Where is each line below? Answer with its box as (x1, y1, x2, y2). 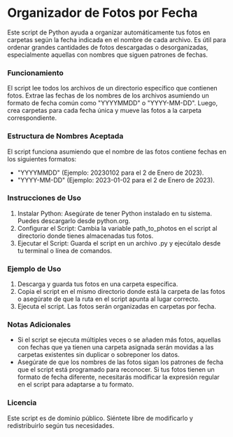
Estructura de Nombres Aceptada (7, 131, 124, 141)
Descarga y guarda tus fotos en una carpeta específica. (17, 280, 178, 288)
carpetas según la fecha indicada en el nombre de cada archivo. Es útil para (7, 35, 226, 43)
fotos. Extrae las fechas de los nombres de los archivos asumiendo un (7, 91, 210, 100)
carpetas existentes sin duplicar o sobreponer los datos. (17, 351, 180, 359)
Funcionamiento (7, 68, 64, 78)
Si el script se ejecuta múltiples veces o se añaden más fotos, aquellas (17, 335, 222, 344)
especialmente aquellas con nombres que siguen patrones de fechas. (7, 51, 209, 59)
